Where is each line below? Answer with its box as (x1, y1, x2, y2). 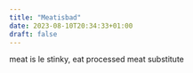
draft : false (9, 29, 58, 38)
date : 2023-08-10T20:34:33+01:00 (9, 21, 133, 30)
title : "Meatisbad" (9, 12, 82, 22)
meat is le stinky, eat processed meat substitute (9, 54, 184, 65)
